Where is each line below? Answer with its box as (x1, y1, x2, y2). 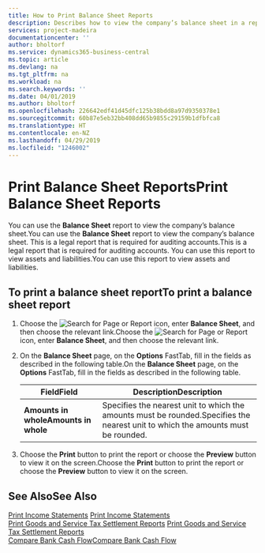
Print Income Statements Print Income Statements (8, 510, 170, 520)
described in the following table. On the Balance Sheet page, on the (19, 359, 239, 369)
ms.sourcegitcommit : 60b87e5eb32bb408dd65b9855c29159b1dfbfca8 (8, 115, 221, 122)
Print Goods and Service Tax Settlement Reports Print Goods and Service (8, 518, 247, 528)
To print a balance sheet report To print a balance (8, 285, 252, 299)
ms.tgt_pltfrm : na (8, 70, 69, 78)
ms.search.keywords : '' (8, 85, 87, 93)
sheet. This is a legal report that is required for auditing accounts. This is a (8, 238, 247, 247)
